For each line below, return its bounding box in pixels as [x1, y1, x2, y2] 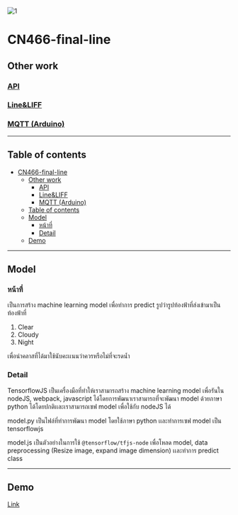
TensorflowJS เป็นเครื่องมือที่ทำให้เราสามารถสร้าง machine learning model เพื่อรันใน [7, 386, 225, 394]
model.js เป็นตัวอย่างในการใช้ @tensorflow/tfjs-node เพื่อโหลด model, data [7, 438, 208, 447]
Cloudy [17, 330, 39, 339]
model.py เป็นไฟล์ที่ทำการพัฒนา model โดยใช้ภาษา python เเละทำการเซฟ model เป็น [7, 416, 222, 425]
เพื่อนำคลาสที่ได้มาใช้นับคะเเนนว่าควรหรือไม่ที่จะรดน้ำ [7, 352, 130, 360]
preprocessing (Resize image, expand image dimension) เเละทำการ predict [7, 446, 220, 455]
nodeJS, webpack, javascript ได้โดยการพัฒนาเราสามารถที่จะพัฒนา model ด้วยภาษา [7, 394, 222, 403]
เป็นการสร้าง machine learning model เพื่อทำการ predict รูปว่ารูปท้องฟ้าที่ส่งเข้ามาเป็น [7, 300, 221, 309]
